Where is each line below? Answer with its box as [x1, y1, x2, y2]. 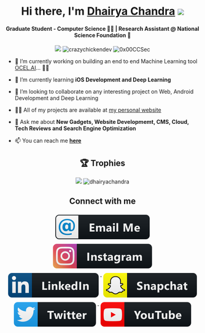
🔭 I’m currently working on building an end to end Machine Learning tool [14, 58, 198, 65]
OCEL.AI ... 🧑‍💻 [14, 64, 50, 72]
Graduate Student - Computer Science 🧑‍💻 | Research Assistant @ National [6, 25, 199, 32]
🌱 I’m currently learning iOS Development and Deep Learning [14, 76, 171, 83]
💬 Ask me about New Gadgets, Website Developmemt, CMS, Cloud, [14, 118, 190, 126]
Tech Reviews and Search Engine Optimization [14, 124, 136, 132]
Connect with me [69, 196, 136, 206]
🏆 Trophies [79, 158, 126, 168]
